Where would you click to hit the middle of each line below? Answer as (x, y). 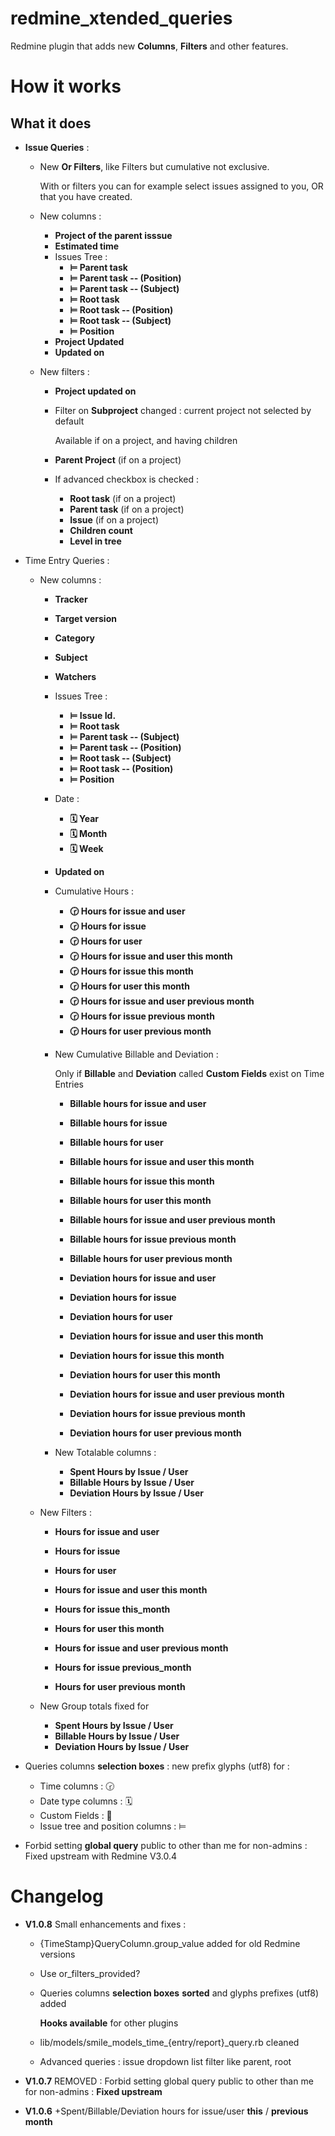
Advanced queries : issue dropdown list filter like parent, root (165, 2061)
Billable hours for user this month (140, 1200)
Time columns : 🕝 (77, 1786)
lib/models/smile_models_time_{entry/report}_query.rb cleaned (169, 2042)
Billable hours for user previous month (151, 1258)
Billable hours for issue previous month (153, 1239)
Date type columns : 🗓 (86, 1801)
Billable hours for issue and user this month (162, 1161)
